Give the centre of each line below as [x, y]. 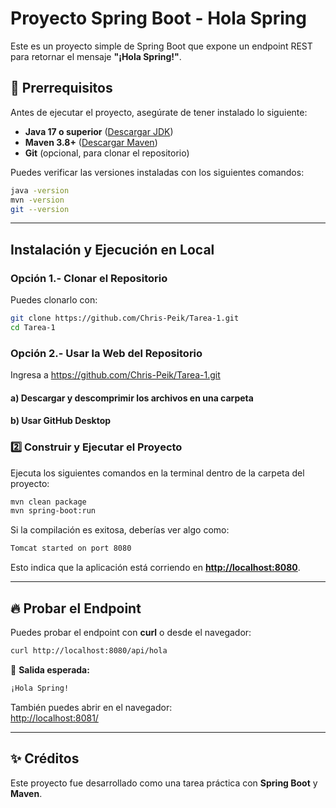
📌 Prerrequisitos [61, 88]
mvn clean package [48, 502]
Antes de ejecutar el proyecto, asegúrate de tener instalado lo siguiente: [159, 112]
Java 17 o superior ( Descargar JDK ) [99, 131]
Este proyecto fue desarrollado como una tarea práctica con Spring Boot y [164, 783]
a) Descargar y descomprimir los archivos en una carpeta [132, 398]
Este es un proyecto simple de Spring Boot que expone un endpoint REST [161, 46]
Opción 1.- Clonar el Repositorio [89, 278]
